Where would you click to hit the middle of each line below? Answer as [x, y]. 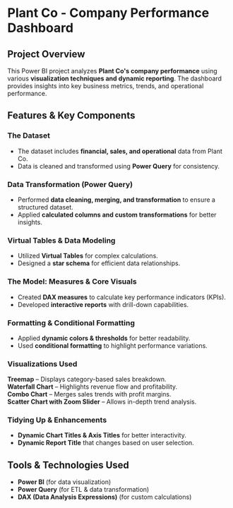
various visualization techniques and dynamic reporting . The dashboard [115, 78]
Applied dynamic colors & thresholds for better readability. [104, 338]
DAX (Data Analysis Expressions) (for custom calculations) [104, 497]
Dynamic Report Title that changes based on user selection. [106, 443]
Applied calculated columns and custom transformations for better [117, 214]
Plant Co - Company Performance [108, 13]
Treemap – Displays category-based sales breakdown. [87, 380]
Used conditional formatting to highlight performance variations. [113, 345]
